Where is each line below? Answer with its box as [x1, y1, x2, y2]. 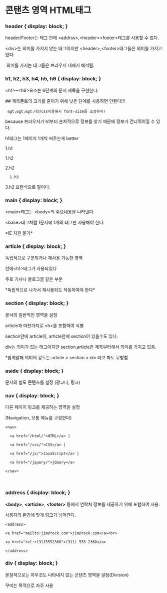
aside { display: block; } [5, 367, 64, 374]
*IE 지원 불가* [5, 230, 33, 236]
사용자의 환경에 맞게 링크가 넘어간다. [5, 512, 76, 518]
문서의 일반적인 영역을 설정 [5, 312, 57, 318]
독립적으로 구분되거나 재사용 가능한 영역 [5, 255, 83, 261]
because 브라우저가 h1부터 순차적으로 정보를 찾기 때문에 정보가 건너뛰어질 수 [5, 118, 155, 124]
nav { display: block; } [5, 392, 59, 399]
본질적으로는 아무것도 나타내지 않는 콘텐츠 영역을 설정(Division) [5, 571, 129, 577]
